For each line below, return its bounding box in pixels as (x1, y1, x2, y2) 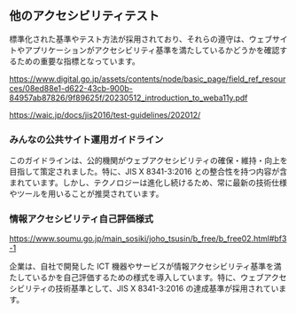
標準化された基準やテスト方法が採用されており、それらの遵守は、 (9, 34, 250, 44)
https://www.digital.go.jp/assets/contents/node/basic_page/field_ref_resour (9, 74, 286, 84)
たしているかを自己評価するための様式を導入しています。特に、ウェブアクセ (9, 272, 287, 283)
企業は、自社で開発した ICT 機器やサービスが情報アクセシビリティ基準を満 (9, 261, 282, 272)
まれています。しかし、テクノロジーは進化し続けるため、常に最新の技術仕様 (9, 177, 288, 188)
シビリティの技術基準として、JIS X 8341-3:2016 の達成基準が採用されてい (9, 283, 279, 294)
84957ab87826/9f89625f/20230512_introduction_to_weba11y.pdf (9, 92, 248, 103)
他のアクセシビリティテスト (9, 8, 160, 24)
